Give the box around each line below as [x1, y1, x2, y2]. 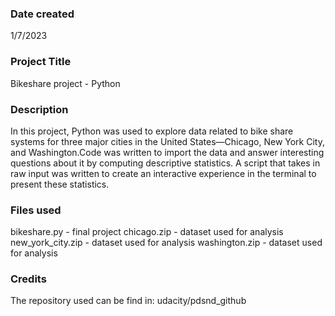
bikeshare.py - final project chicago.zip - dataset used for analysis [10, 226, 284, 238]
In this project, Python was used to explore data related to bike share [10, 125, 294, 137]
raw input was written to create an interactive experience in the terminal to [10, 167, 317, 179]
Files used [10, 203, 62, 217]
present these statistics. [10, 178, 110, 190]
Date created [10, 7, 75, 21]
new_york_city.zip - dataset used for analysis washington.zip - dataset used [10, 237, 323, 249]
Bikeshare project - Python [10, 77, 121, 89]
